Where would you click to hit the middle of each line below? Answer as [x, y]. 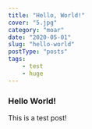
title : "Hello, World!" [47, 15]
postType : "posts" [38, 52]
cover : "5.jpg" [33, 23]
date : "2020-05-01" [40, 37]
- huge [33, 73]
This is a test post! [38, 117]
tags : [17, 59]
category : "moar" [36, 30]
